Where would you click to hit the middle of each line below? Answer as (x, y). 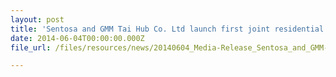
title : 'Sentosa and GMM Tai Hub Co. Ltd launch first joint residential (167, 29)
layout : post (37, 19)
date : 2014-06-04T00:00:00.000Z (77, 38)
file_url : (31, 47)
